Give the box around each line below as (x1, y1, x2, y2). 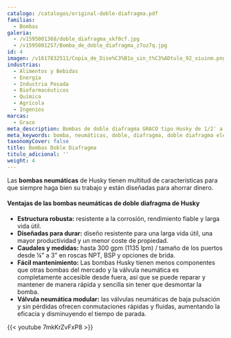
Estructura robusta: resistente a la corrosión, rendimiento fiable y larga (16, 214, 220, 222)
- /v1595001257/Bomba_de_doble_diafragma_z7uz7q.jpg (13, 42, 168, 49)
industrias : (7, 61, 41, 68)
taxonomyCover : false (7, 138, 69, 145)
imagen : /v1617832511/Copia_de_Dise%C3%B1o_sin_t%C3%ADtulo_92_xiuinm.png (7, 55, 226, 62)
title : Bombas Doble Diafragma (7, 145, 97, 151)
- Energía (13, 74, 41, 81)
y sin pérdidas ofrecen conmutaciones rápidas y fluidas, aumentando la (16, 302, 220, 310)
